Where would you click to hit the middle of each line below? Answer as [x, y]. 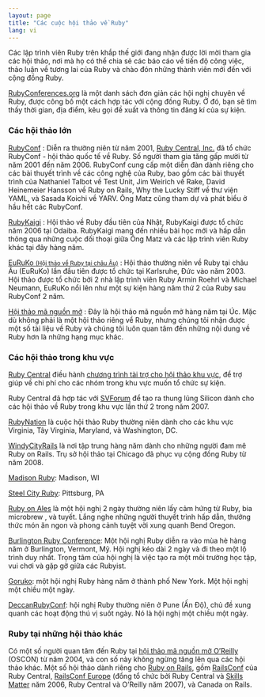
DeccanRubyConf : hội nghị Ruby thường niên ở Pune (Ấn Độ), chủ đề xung [130, 604]
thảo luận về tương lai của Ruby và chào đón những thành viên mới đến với [130, 70]
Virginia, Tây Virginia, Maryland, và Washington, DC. [93, 430]
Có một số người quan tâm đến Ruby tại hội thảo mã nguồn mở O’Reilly [123, 651]
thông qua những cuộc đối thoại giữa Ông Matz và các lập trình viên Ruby [129, 239]
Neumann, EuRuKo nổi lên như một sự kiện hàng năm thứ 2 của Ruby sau [127, 288]
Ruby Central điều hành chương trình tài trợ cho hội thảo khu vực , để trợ [125, 374]
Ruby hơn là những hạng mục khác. [66, 336]
